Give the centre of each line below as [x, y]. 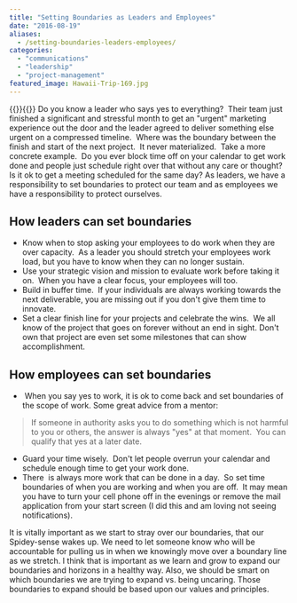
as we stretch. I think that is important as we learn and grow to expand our [145, 561]
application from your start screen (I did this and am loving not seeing [149, 506]
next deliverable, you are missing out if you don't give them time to [144, 299]
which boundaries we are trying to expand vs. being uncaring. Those [135, 580]
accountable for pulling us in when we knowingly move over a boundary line [148, 551]
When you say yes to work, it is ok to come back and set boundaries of [154, 396]
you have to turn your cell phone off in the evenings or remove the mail [151, 496]
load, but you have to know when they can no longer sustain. [133, 262]
